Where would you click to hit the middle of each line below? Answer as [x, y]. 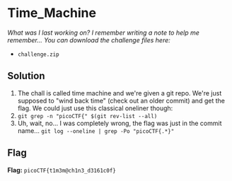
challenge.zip [38, 54]
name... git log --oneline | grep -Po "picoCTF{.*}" [96, 130]
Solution [26, 76]
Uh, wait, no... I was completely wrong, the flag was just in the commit [120, 123]
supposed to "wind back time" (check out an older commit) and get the [121, 100]
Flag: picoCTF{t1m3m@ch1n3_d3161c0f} [62, 170]
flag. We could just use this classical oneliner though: [95, 108]
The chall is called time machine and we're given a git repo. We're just [120, 93]
